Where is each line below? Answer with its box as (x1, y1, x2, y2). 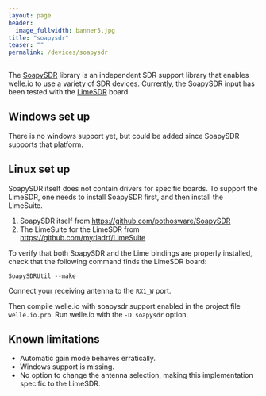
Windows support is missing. (19, 362, 115, 371)
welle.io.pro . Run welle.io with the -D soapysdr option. (8, 309, 189, 319)
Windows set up (8, 110, 91, 124)
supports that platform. (8, 140, 83, 149)
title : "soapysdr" (8, 33, 69, 42)
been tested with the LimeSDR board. (8, 87, 131, 96)
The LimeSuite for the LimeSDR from (19, 224, 141, 234)
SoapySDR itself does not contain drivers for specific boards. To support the (8, 183, 258, 193)
